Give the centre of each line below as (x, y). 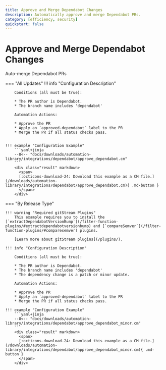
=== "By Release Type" (30, 204)
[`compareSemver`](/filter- (132, 226)
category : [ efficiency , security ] (42, 19)
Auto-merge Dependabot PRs (36, 74)
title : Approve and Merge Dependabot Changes (54, 10)
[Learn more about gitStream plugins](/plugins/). (69, 240)
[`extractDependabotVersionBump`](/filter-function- (62, 222)
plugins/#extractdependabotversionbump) (48, 226)
